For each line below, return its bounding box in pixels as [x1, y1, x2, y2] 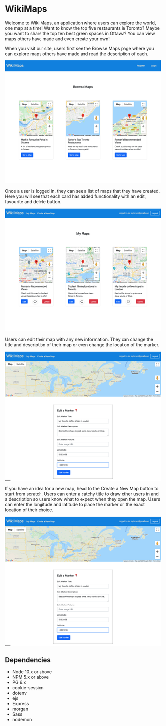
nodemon [12, 716, 32, 722]
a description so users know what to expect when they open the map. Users [5, 496, 161, 502]
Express [12, 700, 29, 706]
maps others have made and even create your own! [5, 36, 110, 42]
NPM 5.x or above [12, 674, 49, 680]
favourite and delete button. [5, 199, 62, 205]
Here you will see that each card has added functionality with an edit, [5, 193, 146, 199]
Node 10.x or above [12, 668, 52, 675]
